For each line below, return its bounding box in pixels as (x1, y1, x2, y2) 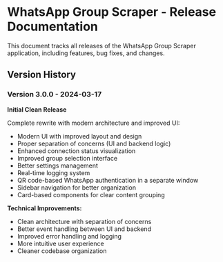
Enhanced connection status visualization (17, 146, 136, 155)
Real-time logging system (17, 168, 90, 177)
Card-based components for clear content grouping (17, 190, 165, 199)
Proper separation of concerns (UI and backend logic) (17, 139, 171, 148)
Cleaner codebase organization (17, 246, 107, 255)
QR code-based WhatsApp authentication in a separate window (17, 176, 199, 184)
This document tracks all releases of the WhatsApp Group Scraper (7, 41, 197, 50)
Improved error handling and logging (17, 232, 122, 240)
